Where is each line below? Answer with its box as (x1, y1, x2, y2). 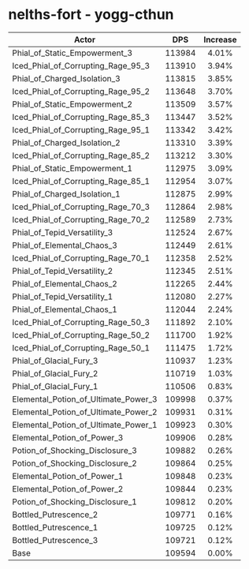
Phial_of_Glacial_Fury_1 (12, 380, 98, 391)
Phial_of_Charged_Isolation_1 (12, 188, 121, 199)
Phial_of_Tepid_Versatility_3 (12, 226, 113, 238)
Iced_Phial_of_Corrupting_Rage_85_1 (12, 175, 151, 186)
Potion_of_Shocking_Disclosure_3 (12, 444, 138, 455)
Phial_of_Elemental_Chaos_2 (12, 278, 118, 289)
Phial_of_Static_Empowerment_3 (12, 47, 132, 58)
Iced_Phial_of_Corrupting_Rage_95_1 (12, 124, 151, 135)
